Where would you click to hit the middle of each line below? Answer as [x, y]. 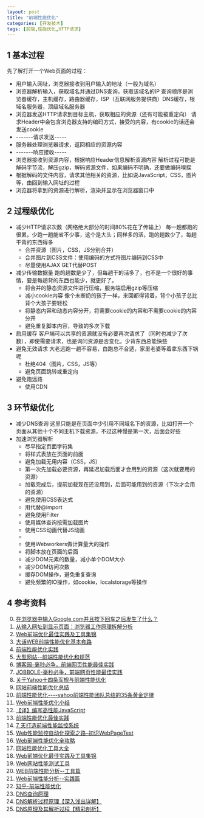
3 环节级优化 [30, 408]
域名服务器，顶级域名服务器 [50, 106]
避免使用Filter [42, 515]
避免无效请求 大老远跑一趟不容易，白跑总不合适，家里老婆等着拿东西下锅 [107, 348]
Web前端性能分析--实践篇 [48, 778]
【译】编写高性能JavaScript [50, 710]
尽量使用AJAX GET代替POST [61, 265]
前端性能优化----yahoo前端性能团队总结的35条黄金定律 [85, 695]
